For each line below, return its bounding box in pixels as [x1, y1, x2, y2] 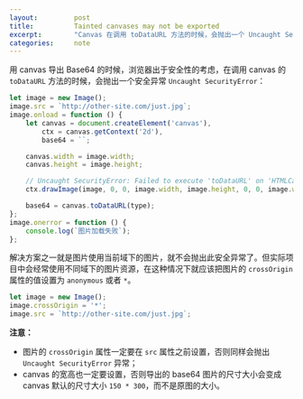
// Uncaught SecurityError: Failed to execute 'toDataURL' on [25, 177, 264, 186]
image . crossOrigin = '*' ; [9, 302, 106, 311]
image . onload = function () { [9, 110, 124, 119]
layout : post [9, 13, 91, 23]
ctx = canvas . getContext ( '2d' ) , [41, 127, 164, 136]
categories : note [9, 38, 91, 48]
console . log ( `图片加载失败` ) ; [25, 227, 131, 236]
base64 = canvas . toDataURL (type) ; [25, 201, 155, 210]
